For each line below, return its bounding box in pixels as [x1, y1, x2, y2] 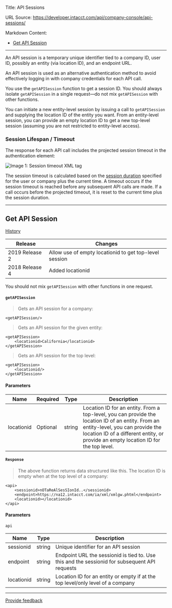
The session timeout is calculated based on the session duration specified [5, 172, 162, 179]
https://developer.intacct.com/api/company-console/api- [33, 14, 153, 20]
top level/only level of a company [55, 579, 135, 586]
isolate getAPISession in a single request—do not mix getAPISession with [5, 91, 158, 97]
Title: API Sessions [5, 5, 45, 10]
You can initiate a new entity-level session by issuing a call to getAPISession [5, 107, 165, 112]
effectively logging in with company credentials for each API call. [5, 76, 142, 81]
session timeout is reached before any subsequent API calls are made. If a [5, 184, 162, 190]
